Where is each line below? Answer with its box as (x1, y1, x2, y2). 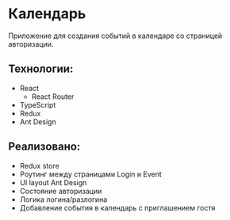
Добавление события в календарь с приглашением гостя (19, 203, 216, 212)
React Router (31, 92, 75, 101)
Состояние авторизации (19, 186, 102, 195)
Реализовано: (8, 140, 81, 154)
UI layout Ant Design (19, 177, 87, 187)
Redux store (19, 161, 59, 170)
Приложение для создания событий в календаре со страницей (8, 31, 223, 40)
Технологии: (8, 63, 74, 76)
